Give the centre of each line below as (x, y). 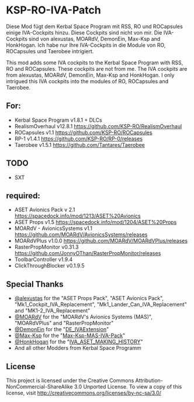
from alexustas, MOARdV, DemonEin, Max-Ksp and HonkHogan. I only (90, 75)
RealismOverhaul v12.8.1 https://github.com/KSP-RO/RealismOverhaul (98, 126)
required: (23, 196)
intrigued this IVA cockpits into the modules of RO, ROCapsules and (87, 81)
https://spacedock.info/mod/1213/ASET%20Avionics (78, 216)
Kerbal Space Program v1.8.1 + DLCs (58, 120)
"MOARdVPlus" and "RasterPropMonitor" (64, 323)
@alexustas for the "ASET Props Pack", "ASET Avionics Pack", (89, 298)
